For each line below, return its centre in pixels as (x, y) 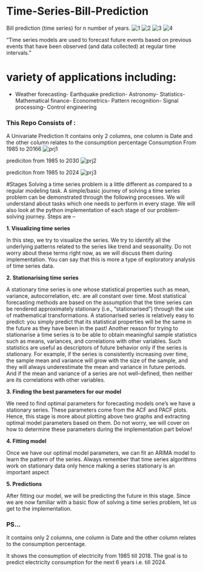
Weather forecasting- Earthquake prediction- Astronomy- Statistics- (100, 94)
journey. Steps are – (51, 216)
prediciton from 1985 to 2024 (43, 173)
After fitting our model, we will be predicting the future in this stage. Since (98, 496)
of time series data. (30, 266)
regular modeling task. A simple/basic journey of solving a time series (93, 191)
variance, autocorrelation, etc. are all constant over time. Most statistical (96, 296)
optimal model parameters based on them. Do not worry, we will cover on (98, 423)
